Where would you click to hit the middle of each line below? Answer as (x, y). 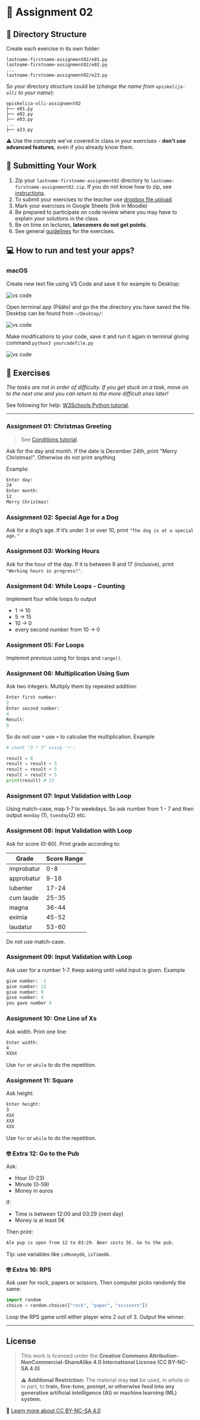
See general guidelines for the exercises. (65, 231)
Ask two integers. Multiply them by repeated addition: (72, 686)
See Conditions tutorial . (49, 439)
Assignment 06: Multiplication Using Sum (68, 673)
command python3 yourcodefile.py (50, 342)
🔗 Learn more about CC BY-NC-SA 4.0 (54, 1410)
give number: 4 (25, 998)
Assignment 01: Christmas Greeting (59, 427)
